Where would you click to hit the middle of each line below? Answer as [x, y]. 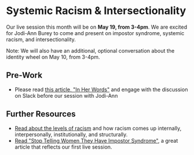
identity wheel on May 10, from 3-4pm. [53, 57]
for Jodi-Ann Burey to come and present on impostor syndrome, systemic [95, 33]
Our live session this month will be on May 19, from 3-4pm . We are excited [97, 27]
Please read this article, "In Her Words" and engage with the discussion [101, 89]
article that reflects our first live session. [63, 147]
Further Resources [41, 114]
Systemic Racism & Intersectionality [96, 11]
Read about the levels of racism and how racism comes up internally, [98, 128]
